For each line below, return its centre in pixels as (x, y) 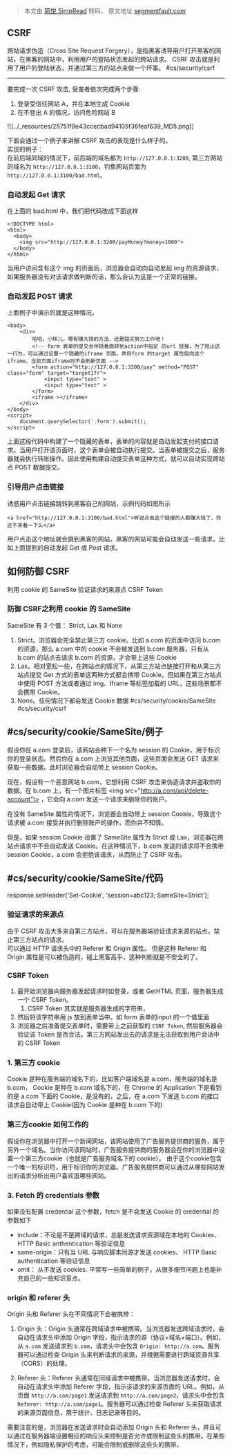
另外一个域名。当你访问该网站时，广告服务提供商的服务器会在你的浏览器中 (113, 1149)
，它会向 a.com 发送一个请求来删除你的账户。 (106, 799)
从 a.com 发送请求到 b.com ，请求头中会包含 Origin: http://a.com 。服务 (118, 1346)
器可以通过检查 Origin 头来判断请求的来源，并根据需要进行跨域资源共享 (118, 1355)
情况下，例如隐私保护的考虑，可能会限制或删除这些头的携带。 (95, 1445)
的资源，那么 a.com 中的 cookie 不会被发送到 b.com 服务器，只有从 (113, 649)
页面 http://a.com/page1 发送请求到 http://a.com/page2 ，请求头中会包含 (121, 1396)
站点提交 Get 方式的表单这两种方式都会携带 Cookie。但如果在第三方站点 (119, 674)
